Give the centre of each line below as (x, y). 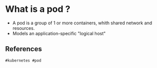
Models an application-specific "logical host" (59, 33)
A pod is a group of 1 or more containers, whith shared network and (82, 23)
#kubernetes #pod (23, 61)
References (24, 49)
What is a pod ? (38, 9)
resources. (24, 28)
